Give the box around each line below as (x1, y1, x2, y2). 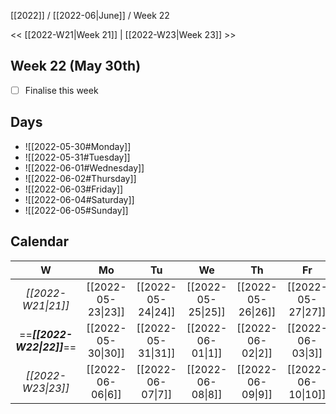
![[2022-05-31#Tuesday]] (24, 151, 131, 163)
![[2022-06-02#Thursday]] (24, 172, 137, 184)
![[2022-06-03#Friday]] (24, 183, 124, 195)
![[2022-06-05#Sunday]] (24, 204, 129, 216)
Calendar (10, 233, 69, 250)
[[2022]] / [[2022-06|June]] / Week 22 (10, 10, 170, 21)
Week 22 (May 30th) (10, 58, 142, 75)
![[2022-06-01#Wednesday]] (24, 161, 145, 174)
